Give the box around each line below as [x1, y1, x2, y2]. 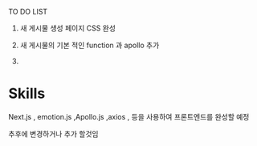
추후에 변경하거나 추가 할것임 [8, 128, 99, 139]
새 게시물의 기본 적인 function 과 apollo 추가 [19, 40, 160, 50]
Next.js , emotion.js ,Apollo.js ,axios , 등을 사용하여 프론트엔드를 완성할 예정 [8, 112, 250, 121]
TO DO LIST [8, 7, 48, 16]
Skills [8, 84, 46, 103]
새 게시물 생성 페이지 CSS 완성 [19, 23, 116, 33]
